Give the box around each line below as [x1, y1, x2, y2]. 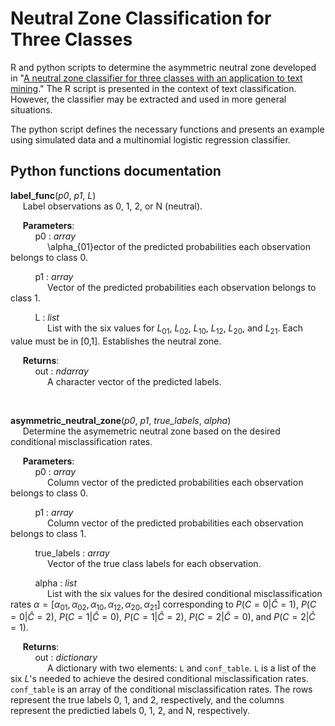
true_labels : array [34, 547, 110, 559]
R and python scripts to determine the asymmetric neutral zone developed [10, 61, 317, 73]
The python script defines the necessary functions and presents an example [10, 123, 325, 135]
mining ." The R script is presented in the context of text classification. [10, 82, 297, 94]
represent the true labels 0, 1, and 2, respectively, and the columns [10, 694, 285, 706]
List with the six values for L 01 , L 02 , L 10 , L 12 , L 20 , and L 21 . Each [47, 322, 303, 336]
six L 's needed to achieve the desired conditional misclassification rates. [10, 673, 309, 685]
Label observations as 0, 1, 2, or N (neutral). [22, 200, 203, 212]
